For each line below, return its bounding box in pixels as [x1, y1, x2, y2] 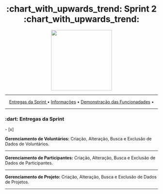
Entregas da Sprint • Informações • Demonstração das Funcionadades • [9, 99, 154, 104]
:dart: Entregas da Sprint [5, 115, 65, 122]
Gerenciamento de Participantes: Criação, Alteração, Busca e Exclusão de [5, 155, 156, 161]
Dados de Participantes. [5, 160, 53, 166]
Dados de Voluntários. [5, 141, 49, 147]
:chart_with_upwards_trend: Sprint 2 [6, 3, 157, 15]
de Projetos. [5, 179, 29, 185]
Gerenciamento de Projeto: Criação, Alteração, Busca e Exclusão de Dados [5, 174, 157, 180]
